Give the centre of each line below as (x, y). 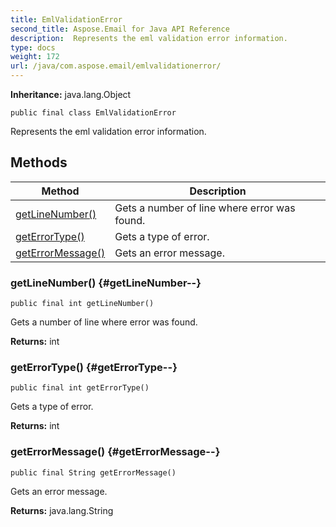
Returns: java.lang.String (62, 510)
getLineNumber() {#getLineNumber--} (106, 283)
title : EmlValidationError (66, 19)
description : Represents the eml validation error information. (149, 38)
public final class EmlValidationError (93, 113)
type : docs (33, 47)
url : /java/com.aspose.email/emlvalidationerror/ (116, 66)
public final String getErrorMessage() (93, 472)
